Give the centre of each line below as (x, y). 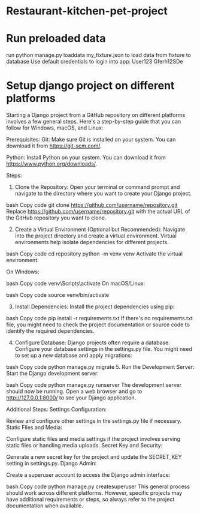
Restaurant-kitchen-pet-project (87, 11)
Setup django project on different (90, 86)
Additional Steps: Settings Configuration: (56, 410)
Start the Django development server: (52, 374)
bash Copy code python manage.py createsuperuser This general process (98, 486)
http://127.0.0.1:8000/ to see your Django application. (71, 398)
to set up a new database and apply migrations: (74, 356)
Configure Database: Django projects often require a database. (93, 342)
